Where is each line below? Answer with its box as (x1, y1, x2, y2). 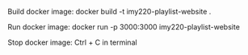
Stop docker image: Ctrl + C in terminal (7, 37, 138, 47)
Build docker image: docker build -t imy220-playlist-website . (7, 7, 212, 16)
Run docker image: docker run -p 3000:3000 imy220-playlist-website (7, 22, 240, 31)
